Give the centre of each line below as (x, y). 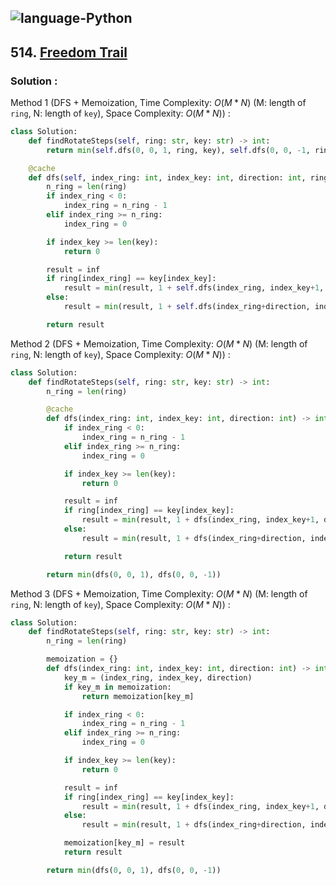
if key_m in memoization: (117, 687)
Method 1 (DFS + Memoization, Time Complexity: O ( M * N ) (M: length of (158, 103)
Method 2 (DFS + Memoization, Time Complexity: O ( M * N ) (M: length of (159, 343)
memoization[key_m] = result (124, 843)
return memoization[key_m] (138, 696)
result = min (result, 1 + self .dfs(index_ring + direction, (187, 307)
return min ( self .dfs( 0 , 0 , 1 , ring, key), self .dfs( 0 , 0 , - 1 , (178, 150)
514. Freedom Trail (69, 52)
